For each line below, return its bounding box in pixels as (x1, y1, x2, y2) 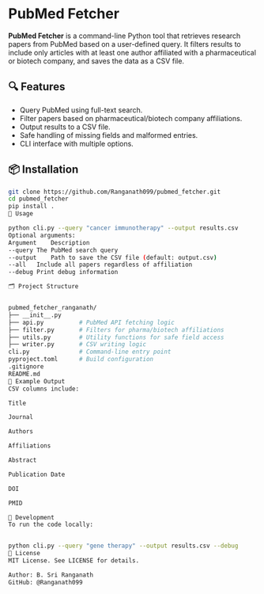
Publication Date (8, 470, 66, 478)
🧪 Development (8, 513, 55, 521)
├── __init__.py (8, 310, 62, 319)
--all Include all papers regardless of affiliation (8, 261, 193, 269)
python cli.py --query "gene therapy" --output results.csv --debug (8, 542, 239, 550)
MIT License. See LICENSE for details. (8, 557, 140, 565)
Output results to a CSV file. (19, 122, 111, 131)
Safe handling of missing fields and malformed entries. (19, 130, 198, 139)
